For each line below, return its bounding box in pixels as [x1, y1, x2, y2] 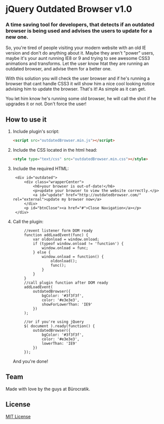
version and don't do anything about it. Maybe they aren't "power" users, [5, 50, 155, 56]
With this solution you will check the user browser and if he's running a [5, 75, 150, 81]
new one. [5, 34, 29, 41]
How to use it [5, 115, 47, 123]
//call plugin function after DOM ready [24, 280, 108, 286]
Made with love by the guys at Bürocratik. [5, 386, 90, 392]
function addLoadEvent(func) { [24, 233, 88, 238]
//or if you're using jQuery [24, 319, 84, 324]
